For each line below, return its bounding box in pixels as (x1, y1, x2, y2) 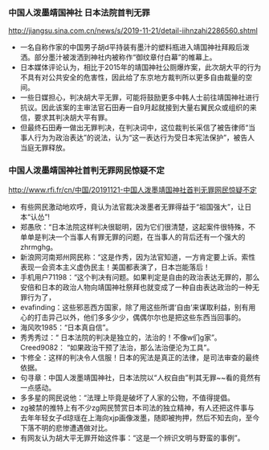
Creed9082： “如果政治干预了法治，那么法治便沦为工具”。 (19, 342, 214, 352)
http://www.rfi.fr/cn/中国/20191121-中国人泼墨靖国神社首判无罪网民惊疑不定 (8, 185, 257, 194)
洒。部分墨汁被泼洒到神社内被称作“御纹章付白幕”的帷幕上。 (19, 52, 217, 62)
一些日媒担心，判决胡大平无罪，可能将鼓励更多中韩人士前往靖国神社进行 (19, 92, 259, 102)
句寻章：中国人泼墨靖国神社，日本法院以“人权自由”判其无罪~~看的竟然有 (19, 372, 261, 382)
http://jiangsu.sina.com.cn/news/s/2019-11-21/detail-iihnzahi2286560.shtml (8, 26, 259, 35)
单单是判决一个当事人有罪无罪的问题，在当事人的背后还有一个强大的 (19, 231, 246, 242)
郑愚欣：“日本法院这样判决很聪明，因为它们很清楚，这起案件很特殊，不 (19, 222, 255, 231)
